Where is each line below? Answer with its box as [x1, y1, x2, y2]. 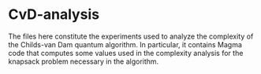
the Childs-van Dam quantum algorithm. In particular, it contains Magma [8, 39, 243, 49]
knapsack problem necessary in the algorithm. [8, 57, 159, 66]
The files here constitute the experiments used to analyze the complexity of [8, 31, 254, 41]
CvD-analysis [8, 6, 100, 24]
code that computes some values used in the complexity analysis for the [8, 48, 244, 57]
